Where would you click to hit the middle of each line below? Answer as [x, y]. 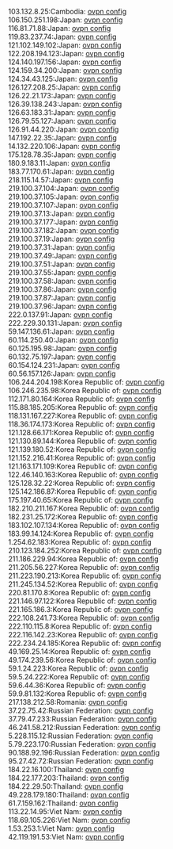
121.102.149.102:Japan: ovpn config [65, 45]
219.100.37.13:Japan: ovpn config [62, 214]
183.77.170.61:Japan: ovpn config [61, 171]
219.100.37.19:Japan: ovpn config [62, 239]
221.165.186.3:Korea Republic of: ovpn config [81, 609]
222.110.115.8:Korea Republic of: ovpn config [80, 626]
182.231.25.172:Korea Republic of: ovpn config [83, 517]
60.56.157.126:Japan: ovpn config [62, 373]
